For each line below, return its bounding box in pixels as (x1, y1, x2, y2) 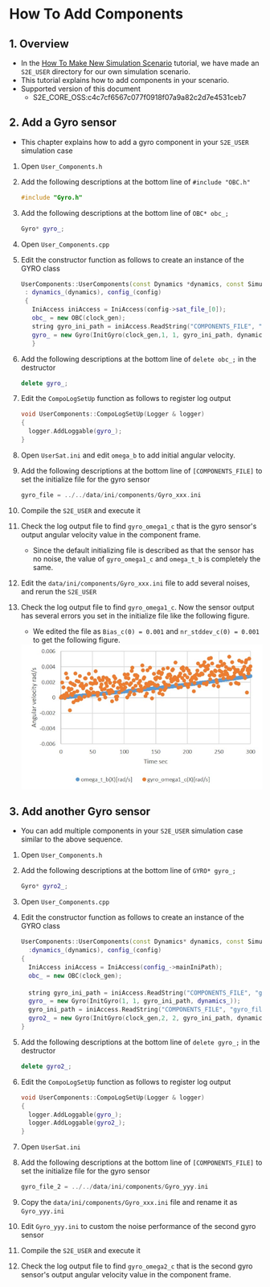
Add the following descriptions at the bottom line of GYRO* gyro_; (20, 866, 236, 875)
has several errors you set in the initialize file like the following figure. (20, 610, 250, 620)
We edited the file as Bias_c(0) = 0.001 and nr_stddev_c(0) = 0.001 (32, 626, 260, 636)
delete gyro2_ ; (20, 1062, 72, 1070)
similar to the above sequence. (20, 834, 123, 844)
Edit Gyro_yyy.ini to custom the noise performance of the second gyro (20, 1222, 256, 1231)
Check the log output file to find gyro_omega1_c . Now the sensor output (20, 602, 255, 612)
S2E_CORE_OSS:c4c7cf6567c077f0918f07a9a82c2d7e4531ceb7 (32, 93, 247, 101)
